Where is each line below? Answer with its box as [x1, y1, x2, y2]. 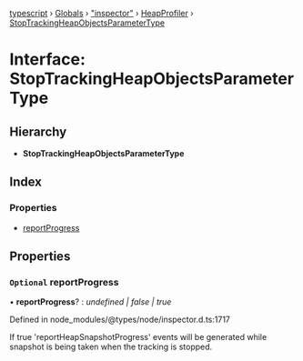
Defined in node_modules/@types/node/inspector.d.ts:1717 [9, 314, 230, 326]
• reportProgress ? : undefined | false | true [9, 296, 172, 307]
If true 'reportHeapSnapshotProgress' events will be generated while [9, 332, 268, 343]
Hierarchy [9, 124, 67, 139]
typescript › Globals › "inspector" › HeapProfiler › [9, 8, 194, 18]
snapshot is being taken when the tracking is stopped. [9, 341, 213, 353]
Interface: [9, 49, 86, 70]
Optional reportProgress [9, 276, 119, 288]
